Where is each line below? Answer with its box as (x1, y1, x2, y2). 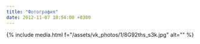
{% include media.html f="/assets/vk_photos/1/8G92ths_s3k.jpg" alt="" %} (6, 31, 195, 38)
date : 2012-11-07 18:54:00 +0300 (6, 14, 91, 20)
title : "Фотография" (6, 8, 59, 15)
